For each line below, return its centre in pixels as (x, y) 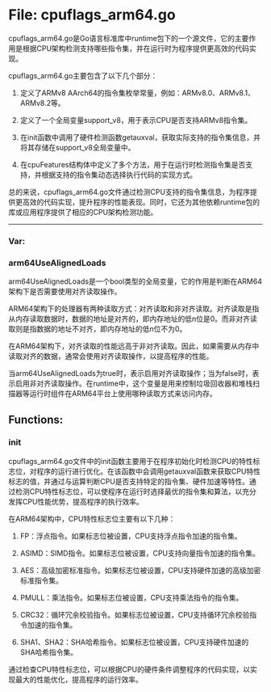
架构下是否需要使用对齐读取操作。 (65, 292)
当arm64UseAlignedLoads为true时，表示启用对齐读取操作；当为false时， (130, 373)
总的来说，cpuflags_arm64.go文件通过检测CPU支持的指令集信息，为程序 (129, 192)
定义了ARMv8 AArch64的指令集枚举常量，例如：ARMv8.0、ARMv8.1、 (138, 93)
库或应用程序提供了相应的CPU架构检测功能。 (83, 212)
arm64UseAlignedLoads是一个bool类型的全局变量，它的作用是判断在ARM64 (135, 281)
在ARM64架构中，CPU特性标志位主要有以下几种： (92, 518)
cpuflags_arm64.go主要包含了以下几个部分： (83, 75)
